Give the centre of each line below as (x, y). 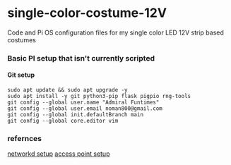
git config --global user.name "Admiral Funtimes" (83, 103)
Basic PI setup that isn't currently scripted (81, 58)
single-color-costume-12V (87, 13)
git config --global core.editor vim (63, 121)
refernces (25, 138)
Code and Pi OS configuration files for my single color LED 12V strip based (116, 32)
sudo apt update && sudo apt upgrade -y (68, 90)
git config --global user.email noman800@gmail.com (85, 109)
